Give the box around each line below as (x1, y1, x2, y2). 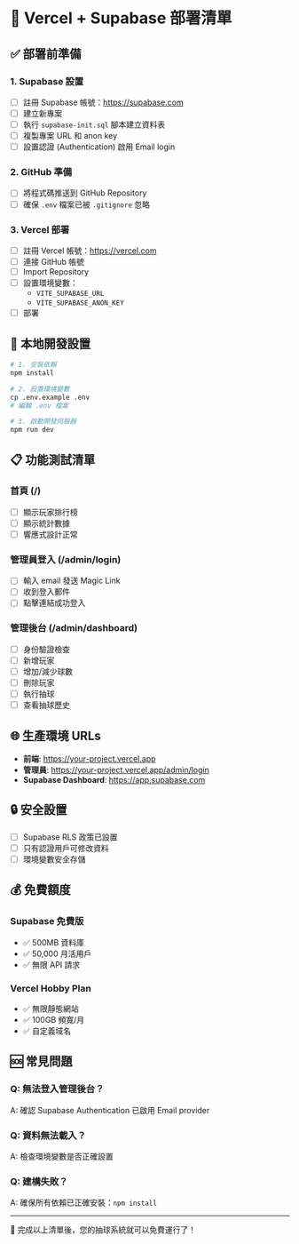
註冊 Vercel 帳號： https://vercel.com (22, 245, 157, 256)
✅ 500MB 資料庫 (22, 937, 85, 947)
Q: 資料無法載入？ (10, 1129, 87, 1142)
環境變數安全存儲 (22, 854, 86, 865)
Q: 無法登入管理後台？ (10, 1083, 105, 1096)
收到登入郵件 (22, 586, 70, 597)
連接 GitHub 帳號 (22, 256, 85, 267)
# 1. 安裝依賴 (10, 361, 57, 370)
